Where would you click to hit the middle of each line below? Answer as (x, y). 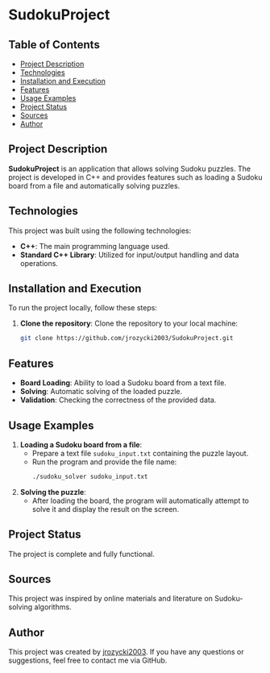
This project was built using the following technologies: (100, 231)
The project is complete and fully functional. (81, 554)
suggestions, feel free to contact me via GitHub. (88, 661)
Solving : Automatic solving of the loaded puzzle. (101, 392)
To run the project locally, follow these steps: (83, 308)
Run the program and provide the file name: (104, 462)
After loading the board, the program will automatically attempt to (141, 501)
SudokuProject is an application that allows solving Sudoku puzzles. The (130, 168)
